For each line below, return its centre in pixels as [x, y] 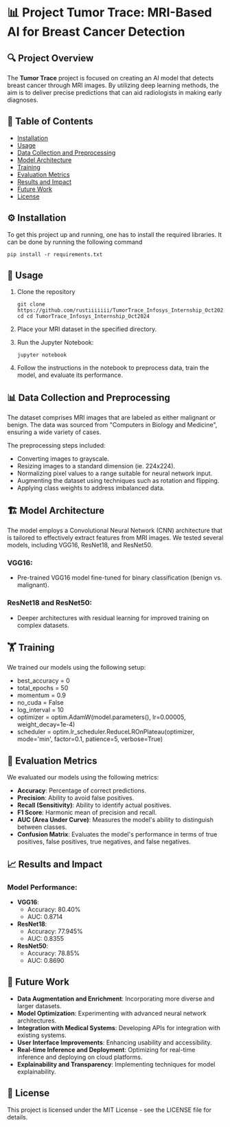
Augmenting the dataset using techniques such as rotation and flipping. [118, 481]
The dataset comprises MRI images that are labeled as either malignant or [112, 418]
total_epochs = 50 [43, 688]
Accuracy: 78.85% [54, 953]
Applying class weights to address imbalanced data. [91, 488]
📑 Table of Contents [50, 121]
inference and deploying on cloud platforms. [80, 1057]
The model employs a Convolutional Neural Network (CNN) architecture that [115, 531]
